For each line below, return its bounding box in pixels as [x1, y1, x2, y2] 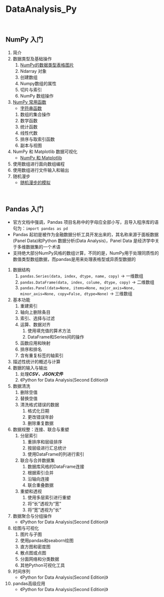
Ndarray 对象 [20, 68, 47, 74]
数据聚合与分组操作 [12, 513, 52, 519]
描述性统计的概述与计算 [12, 358, 61, 364]
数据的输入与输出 [12, 365, 48, 371]
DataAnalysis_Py [5, 3, 77, 15]
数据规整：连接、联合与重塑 [12, 426, 69, 432]
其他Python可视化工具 [20, 562, 66, 568]
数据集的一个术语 [26, 244, 61, 249]
